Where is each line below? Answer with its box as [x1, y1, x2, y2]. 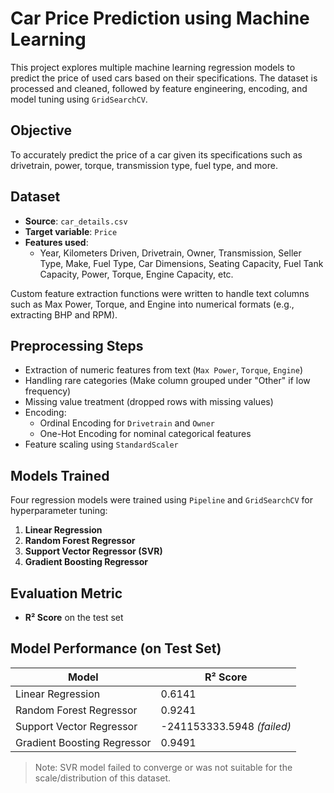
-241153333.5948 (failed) [160, 719, 292, 733]
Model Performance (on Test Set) [10, 640, 222, 657]
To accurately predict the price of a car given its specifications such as [10, 148, 303, 161]
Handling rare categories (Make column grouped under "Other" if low [24, 375, 311, 387]
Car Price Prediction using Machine [10, 7, 310, 30]
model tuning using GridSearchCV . [10, 93, 148, 105]
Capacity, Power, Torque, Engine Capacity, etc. [39, 268, 234, 280]
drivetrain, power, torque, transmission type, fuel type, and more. [10, 159, 278, 171]
